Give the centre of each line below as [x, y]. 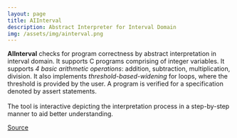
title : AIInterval [35, 21]
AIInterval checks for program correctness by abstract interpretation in [112, 54]
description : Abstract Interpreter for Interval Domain [92, 27]
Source [18, 127]
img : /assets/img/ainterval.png [55, 34]
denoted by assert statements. [52, 91]
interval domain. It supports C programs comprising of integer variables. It [116, 62]
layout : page [27, 14]
